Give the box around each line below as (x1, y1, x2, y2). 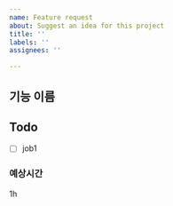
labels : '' (9, 37, 50, 47)
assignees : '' (9, 46, 62, 55)
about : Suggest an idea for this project (9, 21, 165, 30)
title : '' (9, 29, 46, 38)
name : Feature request (9, 12, 93, 22)
